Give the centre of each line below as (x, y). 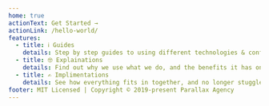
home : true (26, 16)
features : (25, 38)
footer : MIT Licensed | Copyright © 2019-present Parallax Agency (121, 90)
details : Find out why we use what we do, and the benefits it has (137, 68)
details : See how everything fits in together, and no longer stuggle (143, 82)
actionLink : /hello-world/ (53, 30)
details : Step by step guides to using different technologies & (134, 53)
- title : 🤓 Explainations (59, 61)
